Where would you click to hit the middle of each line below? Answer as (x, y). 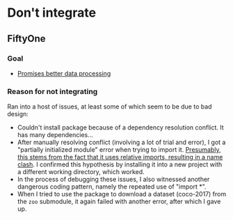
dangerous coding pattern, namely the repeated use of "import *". (112, 187)
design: (18, 114)
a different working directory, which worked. (81, 172)
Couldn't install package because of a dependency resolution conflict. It (120, 127)
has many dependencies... (55, 135)
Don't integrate (51, 13)
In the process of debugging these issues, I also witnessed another (113, 180)
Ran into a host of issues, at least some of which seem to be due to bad (110, 107)
